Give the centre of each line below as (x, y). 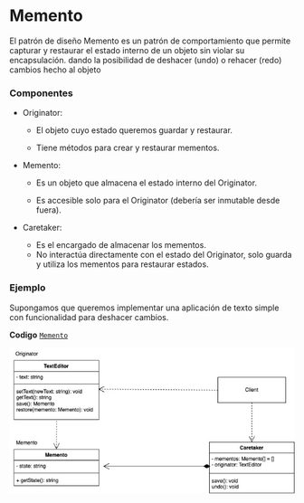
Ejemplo (28, 288)
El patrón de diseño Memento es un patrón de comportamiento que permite (150, 41)
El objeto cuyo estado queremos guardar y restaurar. (134, 130)
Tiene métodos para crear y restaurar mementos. (128, 148)
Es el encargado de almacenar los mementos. (121, 245)
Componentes (42, 93)
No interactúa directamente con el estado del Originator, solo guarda (164, 255)
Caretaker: (42, 228)
